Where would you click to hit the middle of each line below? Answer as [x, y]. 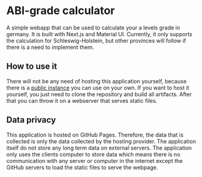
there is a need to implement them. [50, 47]
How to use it [32, 66]
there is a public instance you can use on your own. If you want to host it [98, 88]
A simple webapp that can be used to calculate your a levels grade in [93, 28]
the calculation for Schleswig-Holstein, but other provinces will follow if [96, 40]
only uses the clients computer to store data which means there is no [93, 154]
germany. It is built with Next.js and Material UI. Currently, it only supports [99, 34]
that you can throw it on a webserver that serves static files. [82, 100]
